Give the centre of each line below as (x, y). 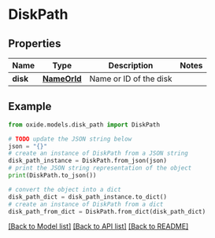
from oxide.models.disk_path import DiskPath (84, 124)
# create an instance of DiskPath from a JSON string (98, 154)
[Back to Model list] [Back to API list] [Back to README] (98, 226)
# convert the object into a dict (65, 189)
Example (30, 106)
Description (131, 66)
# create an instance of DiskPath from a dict (86, 204)
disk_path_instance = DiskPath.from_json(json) (88, 161)
